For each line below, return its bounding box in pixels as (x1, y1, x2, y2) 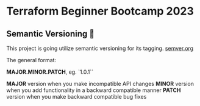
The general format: (6, 57, 57, 63)
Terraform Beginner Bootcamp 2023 (6, 4, 194, 18)
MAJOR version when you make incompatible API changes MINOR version (6, 80, 194, 87)
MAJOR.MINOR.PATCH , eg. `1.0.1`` (6, 68, 94, 76)
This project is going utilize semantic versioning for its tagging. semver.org (6, 44, 194, 52)
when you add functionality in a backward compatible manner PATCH (6, 87, 181, 94)
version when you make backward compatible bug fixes (6, 93, 147, 100)
